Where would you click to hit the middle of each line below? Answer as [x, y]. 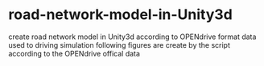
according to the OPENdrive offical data [74, 53]
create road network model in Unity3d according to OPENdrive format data [132, 37]
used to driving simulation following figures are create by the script [120, 45]
